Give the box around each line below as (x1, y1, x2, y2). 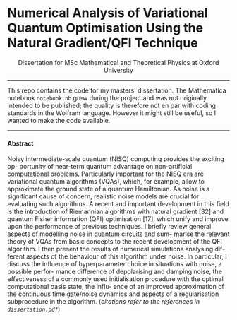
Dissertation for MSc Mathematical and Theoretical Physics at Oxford (18, 58, 219, 66)
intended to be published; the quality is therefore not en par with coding (7, 101, 217, 109)
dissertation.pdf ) (7, 305, 61, 314)
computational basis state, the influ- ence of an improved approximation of (7, 283, 224, 291)
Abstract (7, 139, 34, 148)
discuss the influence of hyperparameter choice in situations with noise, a (7, 260, 222, 268)
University (103, 66, 134, 74)
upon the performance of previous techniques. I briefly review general (7, 223, 212, 231)
